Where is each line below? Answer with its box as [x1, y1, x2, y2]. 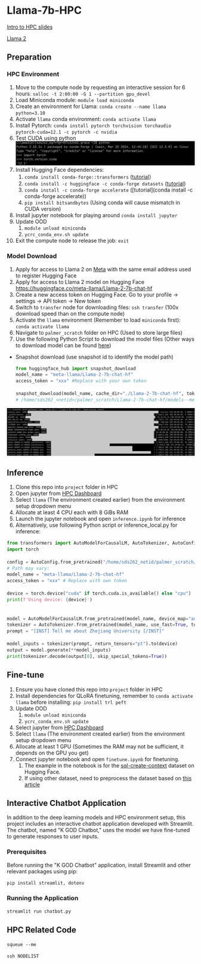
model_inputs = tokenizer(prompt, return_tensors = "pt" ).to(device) [7, 641, 178, 647]
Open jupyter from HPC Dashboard [15, 490, 102, 497]
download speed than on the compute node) [15, 310, 125, 317]
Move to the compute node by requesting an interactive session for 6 [15, 84, 185, 91]
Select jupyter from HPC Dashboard [15, 724, 104, 731]
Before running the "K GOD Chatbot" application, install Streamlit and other [7, 861, 191, 869]
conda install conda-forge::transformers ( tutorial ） [24, 174, 154, 181]
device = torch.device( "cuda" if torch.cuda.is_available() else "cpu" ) [7, 591, 191, 597]
